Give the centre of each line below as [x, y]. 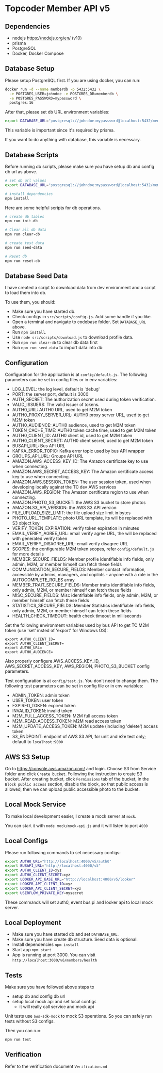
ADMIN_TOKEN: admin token [41, 695]
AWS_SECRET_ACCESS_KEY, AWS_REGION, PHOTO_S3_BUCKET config [77, 666]
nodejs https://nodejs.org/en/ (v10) [47, 38]
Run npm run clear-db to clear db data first [55, 342]
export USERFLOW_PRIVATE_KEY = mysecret [44, 893]
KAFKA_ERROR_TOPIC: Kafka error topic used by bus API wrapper [78, 451]
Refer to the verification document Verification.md [56, 1066]
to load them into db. [26, 293]
